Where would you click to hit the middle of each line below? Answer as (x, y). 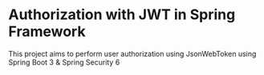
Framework (47, 32)
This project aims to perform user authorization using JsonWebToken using (132, 53)
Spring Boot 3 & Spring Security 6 (64, 62)
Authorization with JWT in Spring (122, 15)
